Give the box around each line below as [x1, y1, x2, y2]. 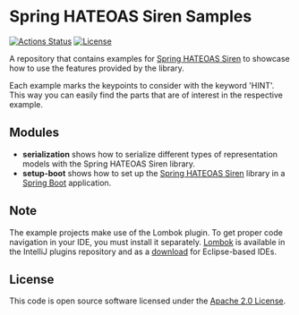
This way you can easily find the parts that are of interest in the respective [9, 89, 284, 100]
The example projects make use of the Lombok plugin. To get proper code [9, 226, 284, 238]
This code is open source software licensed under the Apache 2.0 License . [9, 295, 286, 306]
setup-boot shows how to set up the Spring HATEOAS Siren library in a [21, 167, 286, 178]
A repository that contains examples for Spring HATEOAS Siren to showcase [9, 53, 290, 64]
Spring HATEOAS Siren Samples [9, 6, 252, 27]
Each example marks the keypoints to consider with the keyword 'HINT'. [9, 80, 275, 90]
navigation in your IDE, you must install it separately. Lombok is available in [9, 236, 286, 247]
